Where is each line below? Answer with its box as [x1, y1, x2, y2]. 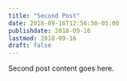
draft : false [8, 42, 52, 50]
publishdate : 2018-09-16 [8, 26, 91, 34]
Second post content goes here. [8, 63, 114, 73]
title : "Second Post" [8, 11, 81, 20]
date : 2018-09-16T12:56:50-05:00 [8, 19, 120, 27]
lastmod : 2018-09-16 [8, 34, 77, 43]
